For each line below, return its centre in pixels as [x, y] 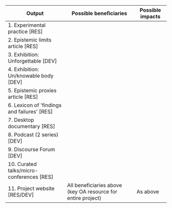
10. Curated [22, 164]
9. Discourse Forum [31, 149]
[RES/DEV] [21, 195]
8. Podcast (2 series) [33, 134]
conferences [23, 177]
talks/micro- [23, 170]
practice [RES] [25, 32]
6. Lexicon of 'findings [35, 105]
